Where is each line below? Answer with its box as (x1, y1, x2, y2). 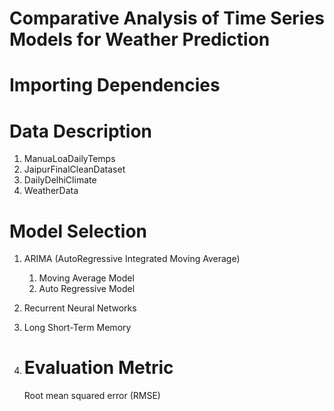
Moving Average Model (38, 272, 135, 284)
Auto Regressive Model (38, 283, 136, 295)
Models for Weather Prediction (9, 28, 271, 51)
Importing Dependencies (9, 74, 221, 97)
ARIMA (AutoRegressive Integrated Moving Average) (23, 253, 241, 265)
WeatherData (23, 185, 79, 197)
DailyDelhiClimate (23, 174, 97, 186)
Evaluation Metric (23, 357, 174, 379)
